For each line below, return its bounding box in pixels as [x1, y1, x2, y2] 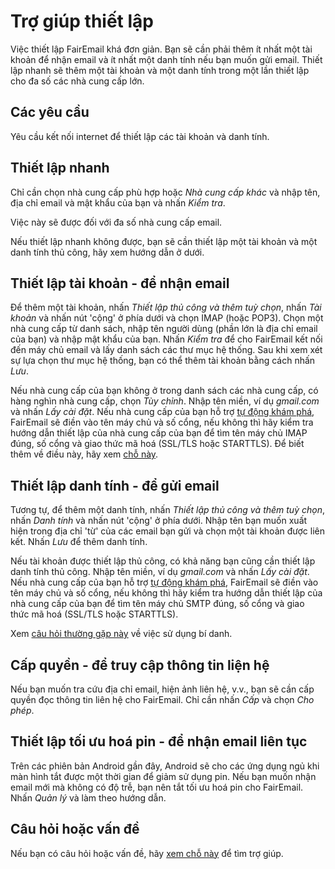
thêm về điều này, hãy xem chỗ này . [10, 448, 159, 460]
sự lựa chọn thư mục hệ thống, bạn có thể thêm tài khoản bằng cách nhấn [10, 355, 316, 367]
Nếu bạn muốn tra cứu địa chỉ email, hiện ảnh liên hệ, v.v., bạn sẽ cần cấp [10, 683, 315, 695]
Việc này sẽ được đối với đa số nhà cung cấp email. [10, 216, 223, 228]
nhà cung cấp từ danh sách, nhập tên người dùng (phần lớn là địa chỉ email [10, 323, 318, 335]
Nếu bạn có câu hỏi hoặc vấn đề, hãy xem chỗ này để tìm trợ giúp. [10, 847, 284, 859]
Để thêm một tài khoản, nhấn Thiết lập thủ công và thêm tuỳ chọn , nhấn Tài [10, 301, 322, 314]
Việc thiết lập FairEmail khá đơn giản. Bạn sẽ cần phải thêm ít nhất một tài [10, 43, 313, 55]
